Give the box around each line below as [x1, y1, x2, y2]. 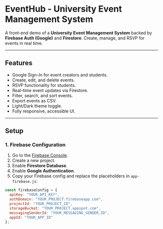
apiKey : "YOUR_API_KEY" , [9, 192, 60, 197]
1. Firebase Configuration [5, 141, 66, 148]
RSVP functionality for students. [12, 82, 76, 88]
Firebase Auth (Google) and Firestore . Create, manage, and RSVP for [5, 35, 145, 41]
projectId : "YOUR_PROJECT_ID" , [9, 201, 73, 207]
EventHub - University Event [5, 3, 122, 15]
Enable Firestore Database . [12, 163, 68, 169]
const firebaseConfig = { [5, 188, 57, 193]
